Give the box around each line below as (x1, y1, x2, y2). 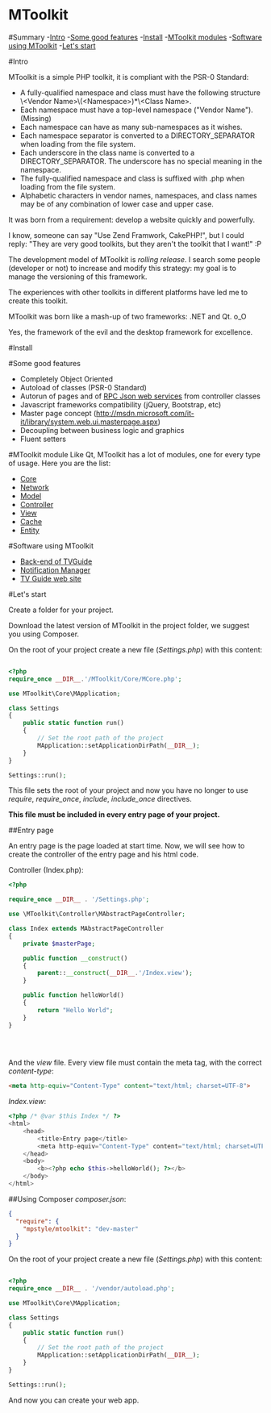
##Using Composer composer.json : (8, 1194, 127, 1203)
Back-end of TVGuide (19, 556, 93, 566)
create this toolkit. (8, 296, 69, 306)
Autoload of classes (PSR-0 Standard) (19, 382, 148, 392)
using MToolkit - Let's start (8, 40, 96, 50)
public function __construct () (23, 954, 128, 962)
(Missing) (19, 113, 52, 123)
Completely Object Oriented (19, 373, 114, 384)
